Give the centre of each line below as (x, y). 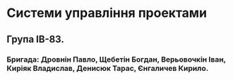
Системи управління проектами (107, 13)
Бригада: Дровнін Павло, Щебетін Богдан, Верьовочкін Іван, (116, 59)
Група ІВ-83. (35, 39)
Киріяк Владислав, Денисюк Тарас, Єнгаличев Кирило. (108, 68)
